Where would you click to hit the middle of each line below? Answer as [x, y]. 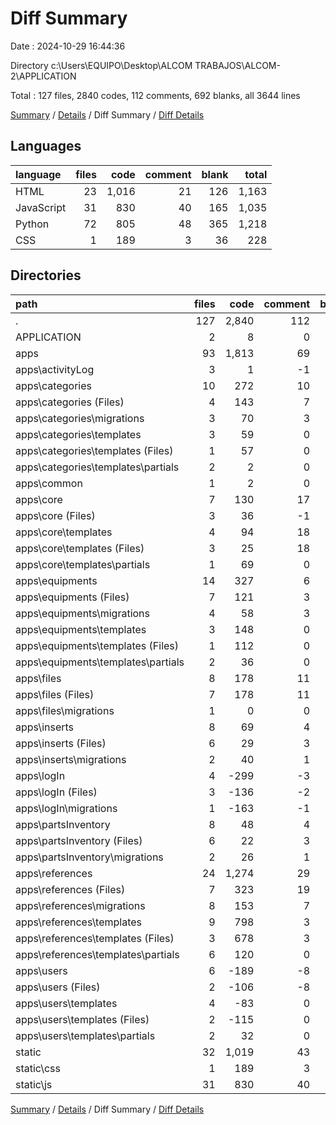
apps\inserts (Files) [61, 743]
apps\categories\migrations [80, 418]
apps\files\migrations [65, 710]
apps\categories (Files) [70, 402]
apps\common [49, 483]
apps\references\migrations [80, 905]
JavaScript [41, 207]
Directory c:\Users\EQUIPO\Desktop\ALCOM [101, 65]
